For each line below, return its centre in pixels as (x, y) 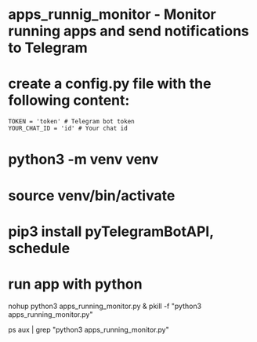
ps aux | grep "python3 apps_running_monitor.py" (89, 329)
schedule (39, 248)
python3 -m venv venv (83, 160)
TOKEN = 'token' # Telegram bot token (71, 122)
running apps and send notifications (128, 31)
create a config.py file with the (110, 84)
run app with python (75, 284)
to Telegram (48, 48)
